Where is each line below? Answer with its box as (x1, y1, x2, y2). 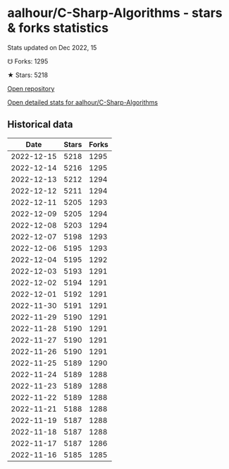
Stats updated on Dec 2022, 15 (7, 43, 97, 52)
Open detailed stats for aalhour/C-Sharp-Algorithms (7, 97, 159, 107)
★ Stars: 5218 (7, 71, 48, 79)
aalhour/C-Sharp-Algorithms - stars (7, 5, 223, 21)
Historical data (7, 119, 73, 131)
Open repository (7, 84, 55, 93)
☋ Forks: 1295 (7, 57, 49, 65)
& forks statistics (7, 20, 109, 36)
